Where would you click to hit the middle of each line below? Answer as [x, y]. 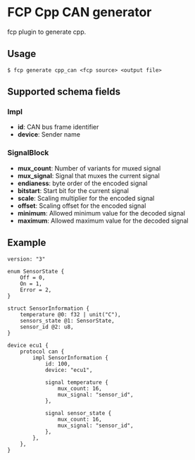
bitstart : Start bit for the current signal [73, 190]
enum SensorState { [36, 271]
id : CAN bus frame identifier [58, 127]
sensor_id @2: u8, [47, 327]
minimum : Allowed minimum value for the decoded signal [101, 213]
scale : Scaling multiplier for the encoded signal [86, 198]
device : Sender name [49, 135]
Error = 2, [36, 290]
